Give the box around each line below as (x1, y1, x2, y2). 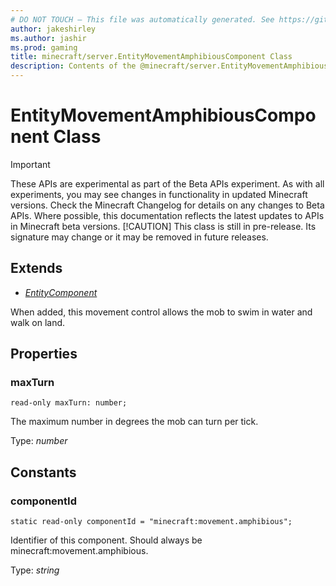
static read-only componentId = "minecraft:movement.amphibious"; (10, 517, 293, 527)
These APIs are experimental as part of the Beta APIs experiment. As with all (10, 177, 325, 190)
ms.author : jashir (10, 33, 87, 43)
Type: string (10, 564, 60, 576)
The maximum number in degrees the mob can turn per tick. (10, 416, 259, 428)
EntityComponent (24, 286, 98, 298)
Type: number (10, 435, 68, 447)
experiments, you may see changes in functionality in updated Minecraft (10, 188, 308, 200)
